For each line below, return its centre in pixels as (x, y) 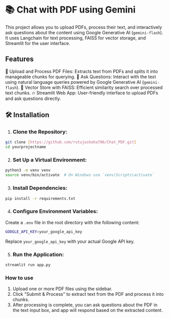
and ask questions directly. (33, 98)
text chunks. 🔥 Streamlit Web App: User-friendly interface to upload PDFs (82, 93)
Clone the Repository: (40, 132)
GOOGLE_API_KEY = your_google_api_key (44, 232)
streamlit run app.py (28, 265)
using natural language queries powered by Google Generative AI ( (75, 82)
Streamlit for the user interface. (38, 43)
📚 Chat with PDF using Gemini (70, 10)
